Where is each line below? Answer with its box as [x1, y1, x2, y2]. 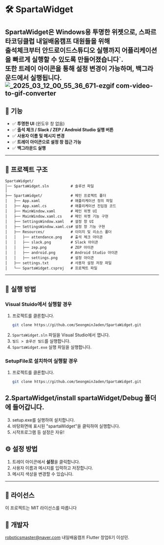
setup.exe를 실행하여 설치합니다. [12, 417, 75, 423]
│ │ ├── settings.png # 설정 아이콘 [5, 256, 94, 261]
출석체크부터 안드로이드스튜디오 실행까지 [5, 46, 121, 54]
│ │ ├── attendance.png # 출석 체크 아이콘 [5, 235, 103, 240]
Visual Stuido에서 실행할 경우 [5, 301, 72, 307]
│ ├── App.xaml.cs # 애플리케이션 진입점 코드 [5, 203, 116, 209]
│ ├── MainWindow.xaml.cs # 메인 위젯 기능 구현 [5, 214, 109, 219]
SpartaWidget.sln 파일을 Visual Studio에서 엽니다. [12, 332, 110, 338]
